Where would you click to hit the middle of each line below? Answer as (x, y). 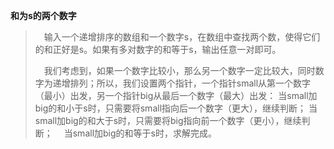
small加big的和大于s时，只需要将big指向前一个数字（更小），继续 (168, 120)
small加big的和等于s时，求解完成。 (144, 133)
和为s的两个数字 (43, 15)
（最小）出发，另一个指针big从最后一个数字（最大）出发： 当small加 (176, 95)
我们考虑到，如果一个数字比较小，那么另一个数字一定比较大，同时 (179, 70)
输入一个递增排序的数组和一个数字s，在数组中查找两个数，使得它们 (182, 37)
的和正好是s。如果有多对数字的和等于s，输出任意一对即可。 (158, 49)
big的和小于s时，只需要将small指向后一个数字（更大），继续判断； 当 (176, 108)
